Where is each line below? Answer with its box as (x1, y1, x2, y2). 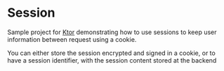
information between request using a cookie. (7, 35, 137, 43)
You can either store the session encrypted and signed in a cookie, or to (7, 49, 216, 57)
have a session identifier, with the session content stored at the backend (7, 56, 217, 64)
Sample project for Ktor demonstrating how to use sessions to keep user (7, 28, 217, 36)
